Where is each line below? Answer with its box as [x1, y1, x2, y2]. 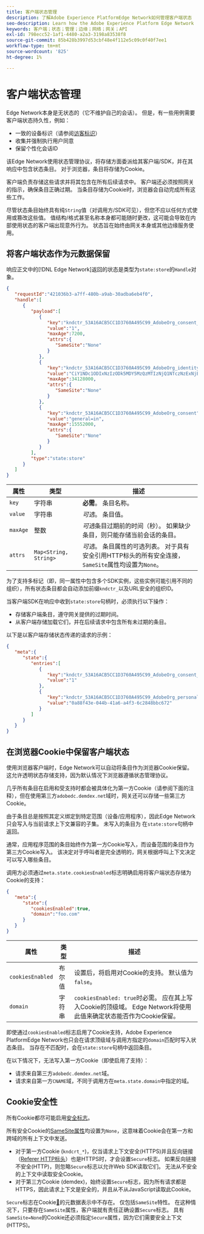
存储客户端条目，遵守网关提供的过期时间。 [15, 611, 122, 618]
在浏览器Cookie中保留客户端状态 [6, 747, 129, 757]
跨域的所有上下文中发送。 [6, 1134, 70, 1142]
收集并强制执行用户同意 [15, 137, 74, 144]
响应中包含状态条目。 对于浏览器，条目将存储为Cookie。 [6, 165, 148, 172]
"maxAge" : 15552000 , [47, 421, 97, 428]
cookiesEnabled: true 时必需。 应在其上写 [73, 993, 193, 1002]
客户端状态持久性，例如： [6, 116, 70, 124]
